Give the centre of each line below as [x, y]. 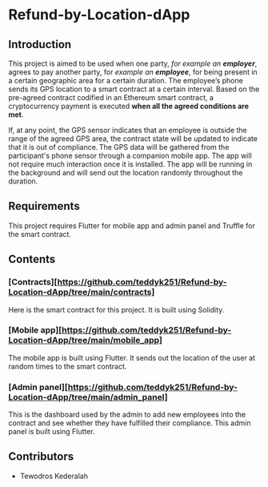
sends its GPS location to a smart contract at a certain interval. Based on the [134, 89]
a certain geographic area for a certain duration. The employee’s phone [126, 80]
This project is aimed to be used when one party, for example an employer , [133, 63]
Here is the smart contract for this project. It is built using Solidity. [116, 309]
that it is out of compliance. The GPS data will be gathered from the [119, 147]
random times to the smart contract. [68, 366]
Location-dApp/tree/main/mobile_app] [85, 340]
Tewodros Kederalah [54, 476]
